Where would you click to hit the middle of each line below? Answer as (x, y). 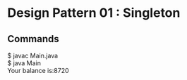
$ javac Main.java (33, 55)
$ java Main (24, 63)
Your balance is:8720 (38, 71)
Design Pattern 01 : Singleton (94, 13)
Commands (34, 39)
